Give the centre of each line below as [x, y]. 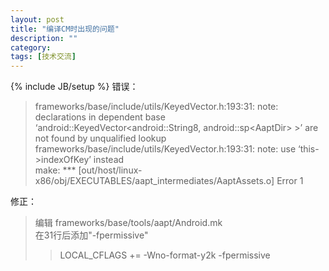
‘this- [308, 149]
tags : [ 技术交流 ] [43, 57]
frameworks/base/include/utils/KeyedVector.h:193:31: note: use [165, 149]
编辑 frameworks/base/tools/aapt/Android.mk [128, 223]
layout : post [37, 19]
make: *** [55, 170]
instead [109, 160]
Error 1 [290, 181]
